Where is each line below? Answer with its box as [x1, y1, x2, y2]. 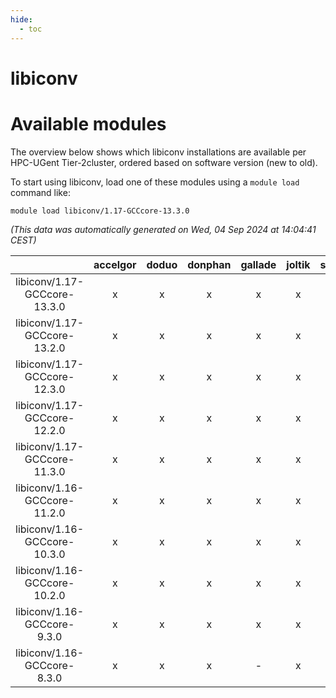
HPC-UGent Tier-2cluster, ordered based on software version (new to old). [10, 156, 318, 168]
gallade [240, 257, 277, 271]
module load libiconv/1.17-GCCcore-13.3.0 [10, 206, 190, 216]
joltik [286, 257, 311, 271]
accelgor [93, 257, 137, 271]
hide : [10, 14, 33, 25]
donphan [187, 257, 232, 271]
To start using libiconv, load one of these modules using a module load [10, 176, 300, 188]
